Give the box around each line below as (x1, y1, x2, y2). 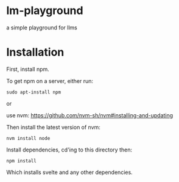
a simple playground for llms (6, 24, 78, 31)
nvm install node (6, 135, 51, 141)
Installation (6, 45, 65, 59)
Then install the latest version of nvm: (6, 123, 100, 131)
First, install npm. (6, 65, 50, 73)
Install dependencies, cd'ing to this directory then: (6, 146, 133, 153)
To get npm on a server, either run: (6, 77, 93, 84)
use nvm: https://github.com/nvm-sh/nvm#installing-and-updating (6, 111, 174, 119)
